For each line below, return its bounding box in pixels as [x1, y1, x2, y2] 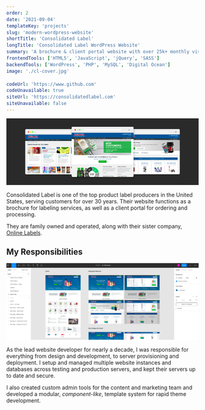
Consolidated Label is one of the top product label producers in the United [6, 191, 193, 199]
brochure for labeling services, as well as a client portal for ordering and [6, 204, 188, 211]
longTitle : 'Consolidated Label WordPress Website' [6, 42, 140, 48]
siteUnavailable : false [6, 101, 67, 107]
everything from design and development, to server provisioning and [6, 352, 179, 360]
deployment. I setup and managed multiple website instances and [6, 359, 172, 366]
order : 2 [6, 10, 29, 16]
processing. [6, 210, 37, 218]
